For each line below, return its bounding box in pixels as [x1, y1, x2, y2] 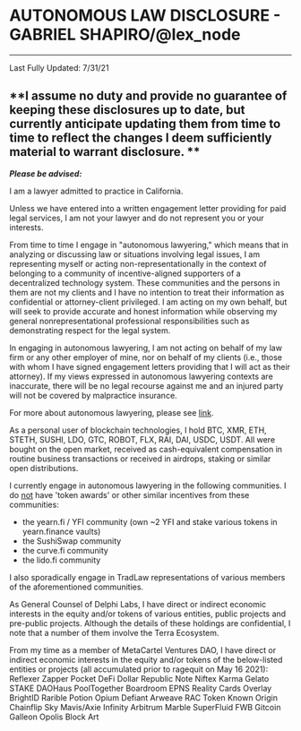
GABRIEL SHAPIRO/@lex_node [9, 24, 241, 45]
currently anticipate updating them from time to [9, 116, 281, 132]
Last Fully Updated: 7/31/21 [9, 62, 109, 73]
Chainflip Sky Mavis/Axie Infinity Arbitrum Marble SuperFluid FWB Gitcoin [9, 701, 281, 712]
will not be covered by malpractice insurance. [9, 390, 177, 400]
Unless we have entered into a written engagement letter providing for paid [9, 202, 287, 213]
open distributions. [9, 462, 79, 473]
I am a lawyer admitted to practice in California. [9, 185, 184, 196]
